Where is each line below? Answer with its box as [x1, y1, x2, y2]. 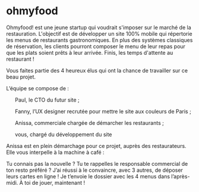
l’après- [171, 172, 190, 180]
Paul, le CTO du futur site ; [14, 96, 80, 103]
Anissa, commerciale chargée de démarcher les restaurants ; [14, 119, 165, 126]
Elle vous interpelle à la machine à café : [6, 149, 105, 156]
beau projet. [6, 73, 36, 80]
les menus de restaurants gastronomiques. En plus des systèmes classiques [6, 36, 193, 43]
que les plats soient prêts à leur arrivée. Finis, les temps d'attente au [6, 49, 173, 56]
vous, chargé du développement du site [14, 131, 112, 138]
